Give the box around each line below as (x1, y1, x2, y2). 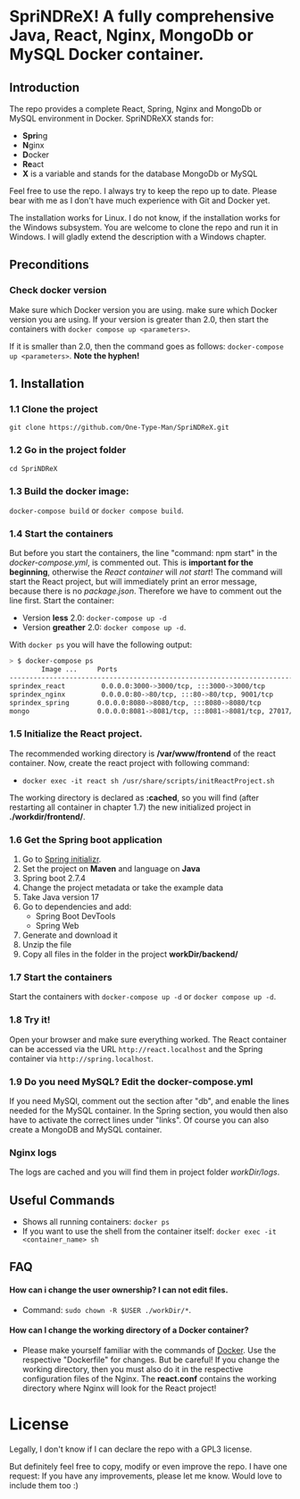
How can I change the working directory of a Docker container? (9, 1325, 249, 1335)
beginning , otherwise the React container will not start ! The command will (9, 567, 283, 577)
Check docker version (9, 284, 107, 297)
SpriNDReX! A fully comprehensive (9, 6, 275, 27)
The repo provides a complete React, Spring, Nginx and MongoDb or (9, 104, 262, 114)
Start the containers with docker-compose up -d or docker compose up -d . (9, 991, 277, 1002)
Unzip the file (21, 939, 72, 949)
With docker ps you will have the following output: (9, 639, 193, 650)
